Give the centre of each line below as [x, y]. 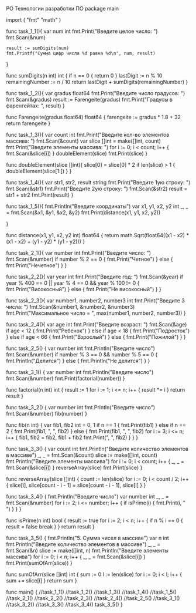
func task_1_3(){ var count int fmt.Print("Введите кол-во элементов [88, 135]
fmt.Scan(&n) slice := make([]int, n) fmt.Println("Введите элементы [87, 550]
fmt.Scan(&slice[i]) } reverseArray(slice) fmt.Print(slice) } [74, 467]
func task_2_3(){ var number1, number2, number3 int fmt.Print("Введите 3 [96, 301]
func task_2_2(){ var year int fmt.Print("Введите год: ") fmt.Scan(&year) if [94, 277]
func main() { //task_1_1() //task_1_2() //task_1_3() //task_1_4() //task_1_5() [92, 592]
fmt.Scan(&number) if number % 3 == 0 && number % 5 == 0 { [82, 354]
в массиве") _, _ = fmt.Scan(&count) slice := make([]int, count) [82, 455]
